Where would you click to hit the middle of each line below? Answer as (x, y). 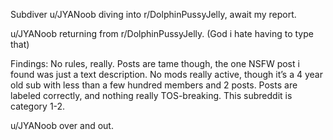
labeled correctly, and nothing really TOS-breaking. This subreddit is (151, 95)
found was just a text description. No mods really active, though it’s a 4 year (166, 74)
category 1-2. (38, 106)
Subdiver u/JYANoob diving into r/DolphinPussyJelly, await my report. (153, 14)
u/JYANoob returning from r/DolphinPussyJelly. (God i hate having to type (162, 33)
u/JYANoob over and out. (62, 125)
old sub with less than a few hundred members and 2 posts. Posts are (154, 85)
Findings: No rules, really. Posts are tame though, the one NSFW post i (155, 63)
